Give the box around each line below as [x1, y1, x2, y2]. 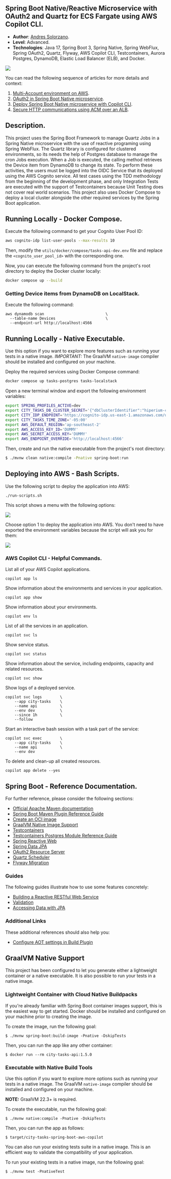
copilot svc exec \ [5, 736, 63, 741]
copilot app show [5, 595, 42, 600]
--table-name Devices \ [10, 316, 108, 321]
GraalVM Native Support [5, 954, 85, 962]
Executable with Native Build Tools [5, 1064, 93, 1071]
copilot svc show [5, 676, 42, 681]
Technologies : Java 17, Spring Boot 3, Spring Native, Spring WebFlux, [12, 44, 159, 51]
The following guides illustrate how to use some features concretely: [5, 884, 149, 890]
